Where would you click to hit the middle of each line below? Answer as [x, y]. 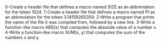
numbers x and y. [22, 37]
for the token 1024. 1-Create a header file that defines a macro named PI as [80, 12]
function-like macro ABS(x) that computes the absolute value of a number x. [81, 27]
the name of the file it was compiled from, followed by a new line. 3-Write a [80, 22]
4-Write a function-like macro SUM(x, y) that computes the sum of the [75, 32]
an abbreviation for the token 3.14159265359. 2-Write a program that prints [80, 17]
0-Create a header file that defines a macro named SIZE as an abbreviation [80, 7]
